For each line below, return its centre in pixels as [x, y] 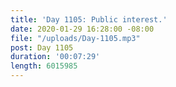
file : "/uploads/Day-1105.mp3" [75, 38]
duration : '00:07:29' [55, 57]
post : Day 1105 [42, 47]
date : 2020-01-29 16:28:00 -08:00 [82, 29]
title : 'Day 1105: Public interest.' [89, 19]
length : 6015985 [44, 66]
